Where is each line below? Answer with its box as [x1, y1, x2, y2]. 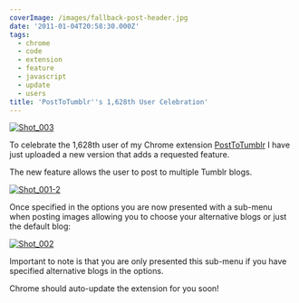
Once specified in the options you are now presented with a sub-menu [9, 202, 274, 213]
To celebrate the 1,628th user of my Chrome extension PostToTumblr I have [9, 139, 291, 150]
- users [17, 89, 47, 98]
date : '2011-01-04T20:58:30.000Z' [9, 22, 140, 31]
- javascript [17, 72, 67, 81]
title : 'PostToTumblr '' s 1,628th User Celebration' [9, 97, 208, 107]
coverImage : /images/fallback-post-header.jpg [9, 13, 188, 23]
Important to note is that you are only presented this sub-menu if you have [9, 256, 287, 267]
